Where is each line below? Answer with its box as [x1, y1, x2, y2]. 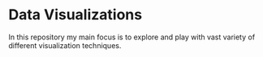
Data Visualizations [8, 6, 143, 24]
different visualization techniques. [8, 40, 122, 50]
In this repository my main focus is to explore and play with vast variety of [8, 32, 256, 42]
